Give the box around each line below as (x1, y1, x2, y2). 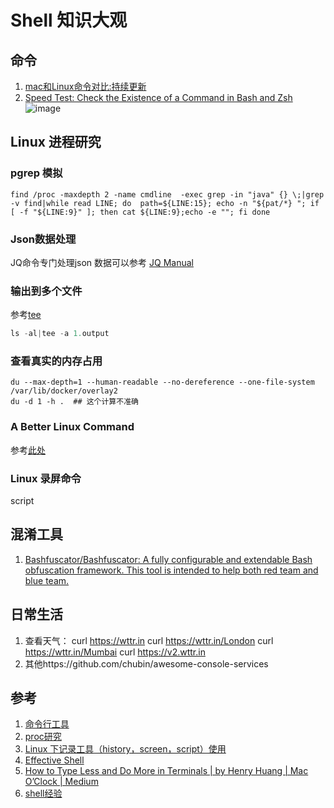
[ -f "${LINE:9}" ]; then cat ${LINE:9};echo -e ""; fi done (10, 207, 271, 217)
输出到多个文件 (10, 284, 83, 298)
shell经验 (24, 787, 63, 800)
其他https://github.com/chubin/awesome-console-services (24, 657, 269, 670)
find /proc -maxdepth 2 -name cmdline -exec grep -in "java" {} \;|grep (10, 189, 325, 200)
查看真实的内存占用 (10, 354, 103, 368)
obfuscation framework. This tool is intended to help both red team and (24, 564, 319, 576)
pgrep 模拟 (10, 166, 63, 180)
